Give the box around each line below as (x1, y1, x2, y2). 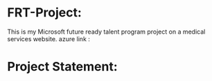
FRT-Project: (7, 5, 82, 21)
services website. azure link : (7, 34, 90, 43)
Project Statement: (7, 59, 118, 75)
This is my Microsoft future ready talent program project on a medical (7, 27, 206, 36)
